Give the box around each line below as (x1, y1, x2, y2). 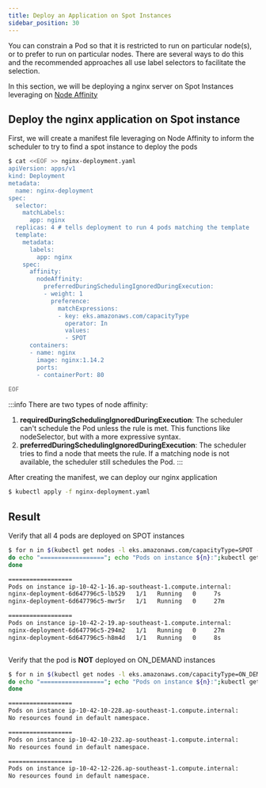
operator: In (64, 319, 108, 327)
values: (64, 326, 90, 335)
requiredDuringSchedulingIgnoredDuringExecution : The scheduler (19, 415, 243, 424)
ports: (36, 364, 59, 371)
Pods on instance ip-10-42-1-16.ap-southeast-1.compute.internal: (8, 583, 232, 591)
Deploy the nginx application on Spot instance (8, 112, 241, 126)
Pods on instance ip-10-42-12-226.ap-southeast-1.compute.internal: (8, 765, 239, 773)
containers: (28, 341, 69, 349)
